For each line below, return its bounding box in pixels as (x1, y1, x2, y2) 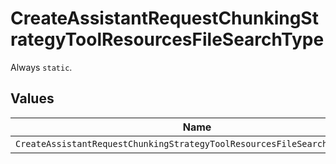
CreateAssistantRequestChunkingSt (10, 7, 319, 30)
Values (10, 90, 55, 107)
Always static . (10, 61, 73, 73)
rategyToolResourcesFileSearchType (10, 28, 325, 51)
